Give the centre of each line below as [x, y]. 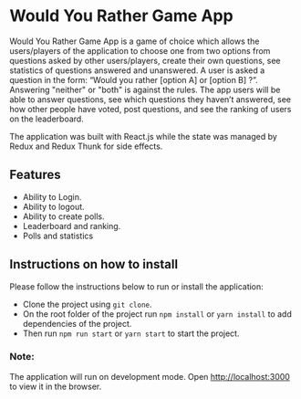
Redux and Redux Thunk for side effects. [86, 146]
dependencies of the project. [77, 323]
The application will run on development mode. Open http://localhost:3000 [150, 376]
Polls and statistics [58, 236]
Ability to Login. [52, 196]
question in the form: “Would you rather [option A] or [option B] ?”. [134, 79]
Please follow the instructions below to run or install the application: [137, 286]
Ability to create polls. [63, 216]
